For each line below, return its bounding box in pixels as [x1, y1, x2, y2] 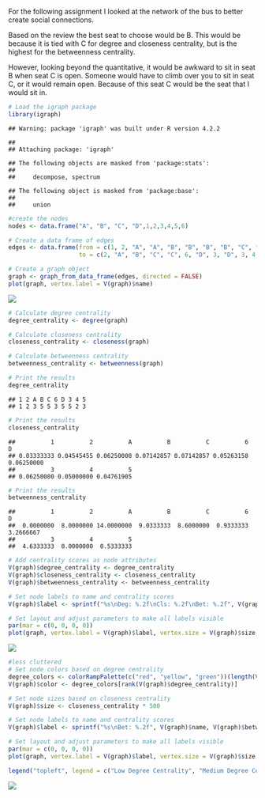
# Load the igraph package [8, 103, 97, 111]
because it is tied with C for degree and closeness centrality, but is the [8, 39, 237, 48]
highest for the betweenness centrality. [8, 47, 136, 56]
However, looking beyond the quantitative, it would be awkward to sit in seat [8, 62, 256, 72]
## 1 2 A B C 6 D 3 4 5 [8, 395, 87, 403]
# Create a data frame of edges [8, 236, 114, 244]
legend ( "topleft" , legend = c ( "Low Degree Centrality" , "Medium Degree [8, 766, 248, 774]
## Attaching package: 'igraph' [8, 146, 114, 153]
